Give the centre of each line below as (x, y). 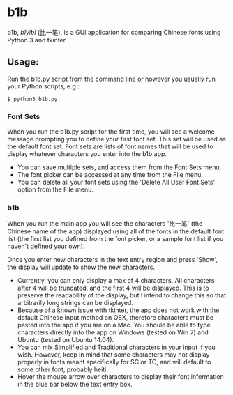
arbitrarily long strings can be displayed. (75, 303)
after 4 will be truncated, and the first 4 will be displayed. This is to (113, 288)
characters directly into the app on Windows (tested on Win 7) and (113, 332)
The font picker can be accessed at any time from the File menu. (110, 175)
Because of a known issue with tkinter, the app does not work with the (118, 310)
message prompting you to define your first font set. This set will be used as (117, 139)
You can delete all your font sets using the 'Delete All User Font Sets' (116, 183)
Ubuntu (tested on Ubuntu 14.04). (66, 340)
